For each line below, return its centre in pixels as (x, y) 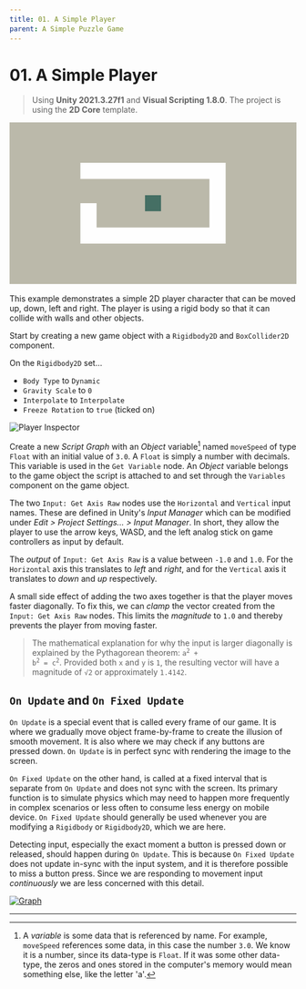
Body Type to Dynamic (61, 380)
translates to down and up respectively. (83, 578)
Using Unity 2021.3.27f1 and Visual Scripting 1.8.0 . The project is (156, 100)
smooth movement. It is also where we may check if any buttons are (138, 741)
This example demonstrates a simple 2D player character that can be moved (153, 298)
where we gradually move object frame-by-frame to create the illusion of (146, 732)
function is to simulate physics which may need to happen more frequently (149, 798)
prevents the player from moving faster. (83, 625)
